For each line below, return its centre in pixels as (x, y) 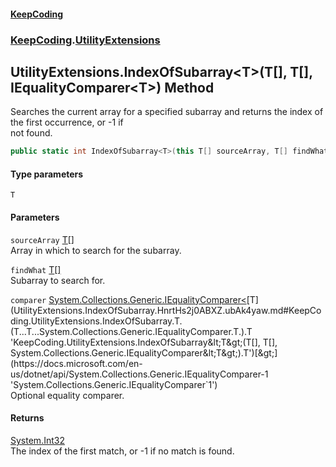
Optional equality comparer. (67, 395)
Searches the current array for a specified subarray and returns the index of (167, 112)
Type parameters (47, 174)
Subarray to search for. (58, 280)
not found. (31, 133)
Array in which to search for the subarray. (96, 250)
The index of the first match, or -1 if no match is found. (122, 451)
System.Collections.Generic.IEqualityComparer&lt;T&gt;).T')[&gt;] (144, 352)
